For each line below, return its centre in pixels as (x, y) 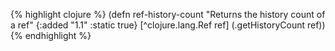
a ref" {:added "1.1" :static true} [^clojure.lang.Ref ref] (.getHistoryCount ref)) (168, 25)
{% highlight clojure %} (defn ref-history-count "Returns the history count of (168, 14)
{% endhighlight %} (51, 35)
